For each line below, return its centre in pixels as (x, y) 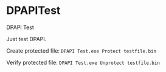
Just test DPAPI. (26, 39)
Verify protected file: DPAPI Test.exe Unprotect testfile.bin (83, 62)
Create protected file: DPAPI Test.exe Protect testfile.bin (81, 51)
